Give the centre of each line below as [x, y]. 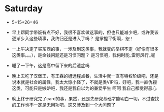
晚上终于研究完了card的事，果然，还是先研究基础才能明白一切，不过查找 [85, 98]
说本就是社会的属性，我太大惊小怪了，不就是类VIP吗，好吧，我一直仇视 [84, 82]
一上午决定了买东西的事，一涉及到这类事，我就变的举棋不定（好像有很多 [85, 49]
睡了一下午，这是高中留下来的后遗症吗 [50, 65]
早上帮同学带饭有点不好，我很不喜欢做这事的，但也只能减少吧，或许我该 [85, 32]
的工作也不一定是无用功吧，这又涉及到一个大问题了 [64, 105]
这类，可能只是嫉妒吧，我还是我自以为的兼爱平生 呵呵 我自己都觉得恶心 [84, 88]
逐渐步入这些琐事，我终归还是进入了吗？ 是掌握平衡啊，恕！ [73, 38]
